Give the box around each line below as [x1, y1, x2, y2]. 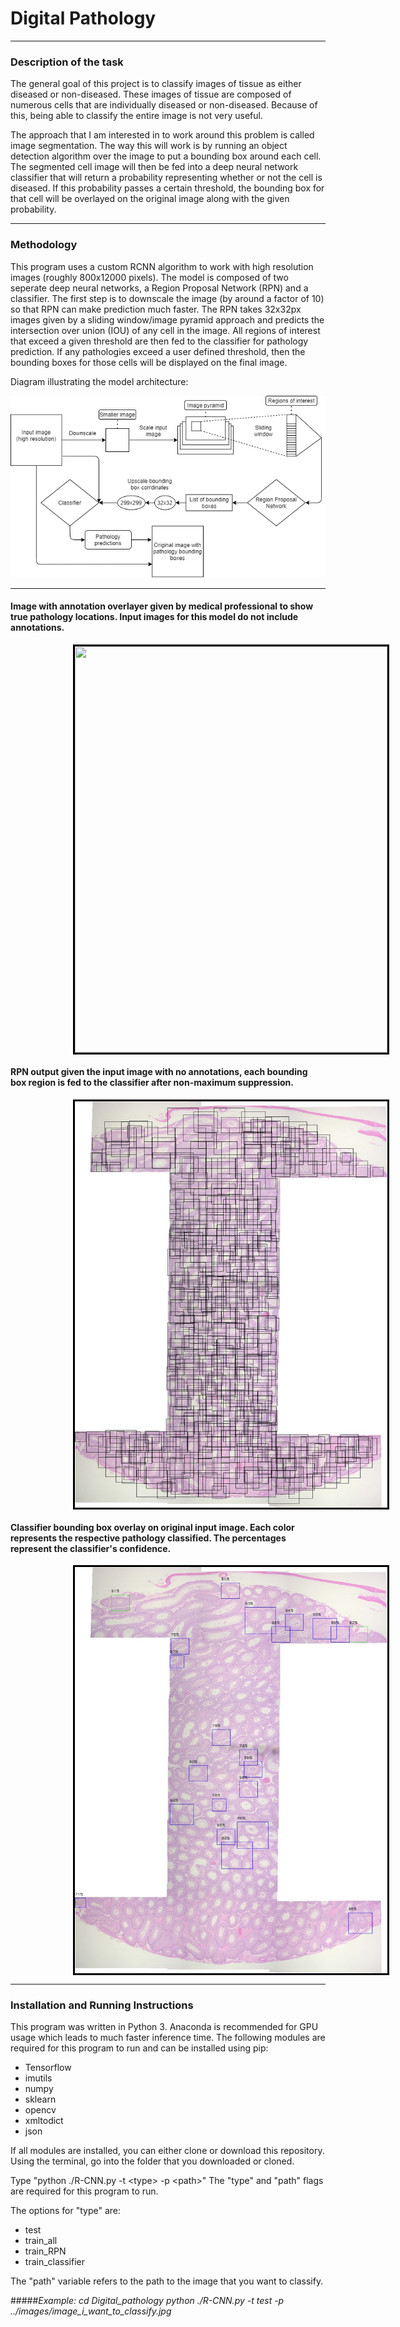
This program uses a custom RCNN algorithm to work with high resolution [10, 260, 314, 272]
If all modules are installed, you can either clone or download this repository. [10, 2145, 325, 2157]
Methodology [10, 238, 78, 252]
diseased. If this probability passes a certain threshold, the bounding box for [10, 182, 325, 194]
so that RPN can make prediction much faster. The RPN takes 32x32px [10, 303, 302, 315]
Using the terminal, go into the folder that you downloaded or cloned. [10, 2155, 295, 2167]
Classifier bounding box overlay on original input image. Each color [10, 1521, 295, 1533]
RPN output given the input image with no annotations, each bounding [10, 1066, 308, 1078]
